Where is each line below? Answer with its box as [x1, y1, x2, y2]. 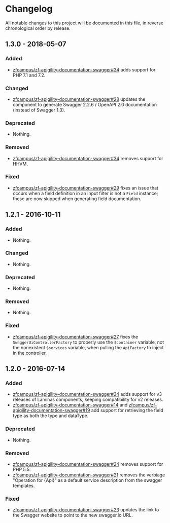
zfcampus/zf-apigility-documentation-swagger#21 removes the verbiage [12, 472, 165, 478]
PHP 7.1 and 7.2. [12, 72, 46, 78]
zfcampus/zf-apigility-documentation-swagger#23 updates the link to [12, 507, 159, 513]
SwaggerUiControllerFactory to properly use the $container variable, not [12, 339, 164, 345]
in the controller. [12, 350, 47, 356]
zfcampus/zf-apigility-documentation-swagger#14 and [12, 402, 128, 408]
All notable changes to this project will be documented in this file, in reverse [5, 20, 164, 26]
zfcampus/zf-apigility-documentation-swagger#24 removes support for [12, 461, 163, 467]
